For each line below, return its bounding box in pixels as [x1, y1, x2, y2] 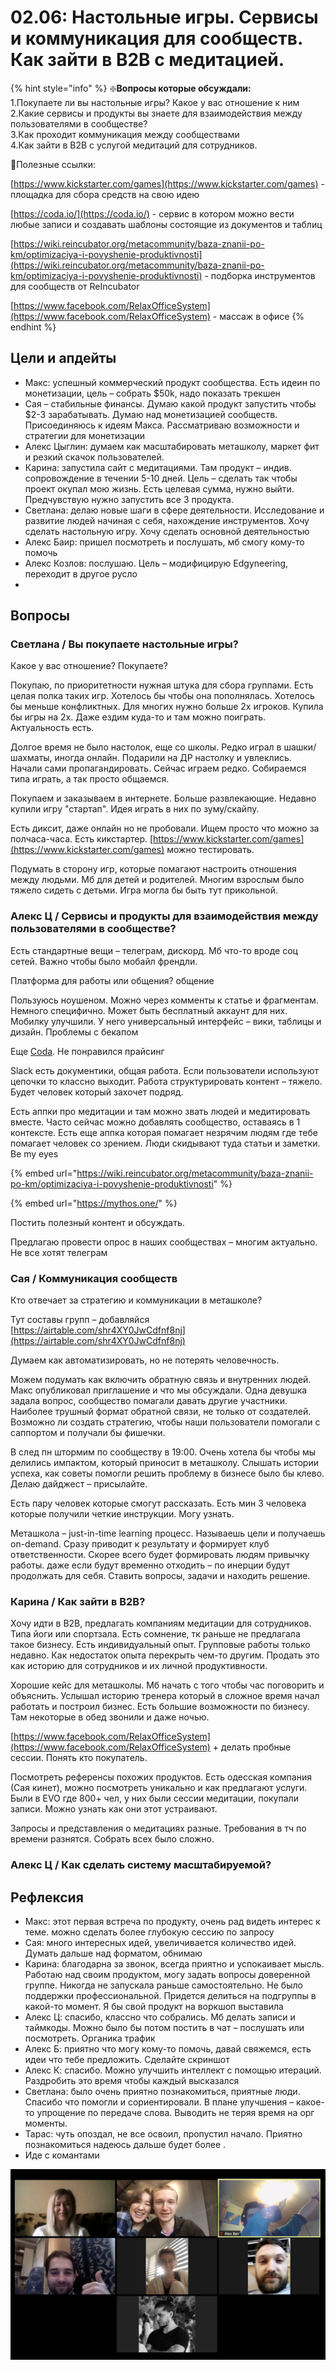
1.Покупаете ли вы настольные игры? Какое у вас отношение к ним [10, 96, 300, 108]
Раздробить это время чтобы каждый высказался [24, 2075, 240, 2087]
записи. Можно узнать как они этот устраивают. [10, 1803, 218, 1815]
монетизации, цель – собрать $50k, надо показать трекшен [24, 387, 281, 399]
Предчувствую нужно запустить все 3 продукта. [24, 493, 234, 505]
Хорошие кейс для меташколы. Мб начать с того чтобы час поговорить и [10, 1679, 325, 1691]
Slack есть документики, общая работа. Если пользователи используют [10, 1064, 320, 1076]
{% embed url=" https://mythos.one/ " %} [10, 1197, 178, 1209]
